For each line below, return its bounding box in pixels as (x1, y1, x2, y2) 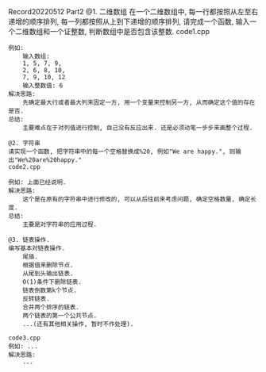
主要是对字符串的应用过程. (22, 221, 98, 228)
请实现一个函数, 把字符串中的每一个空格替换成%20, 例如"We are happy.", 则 (8, 148, 236, 155)
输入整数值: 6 (22, 82, 64, 90)
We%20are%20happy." (17, 156, 82, 164)
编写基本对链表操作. (8, 244, 66, 252)
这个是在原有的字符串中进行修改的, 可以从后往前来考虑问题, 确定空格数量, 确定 (22, 195, 251, 203)
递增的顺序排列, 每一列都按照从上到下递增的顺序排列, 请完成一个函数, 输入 (8, 17, 250, 26)
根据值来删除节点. (22, 261, 74, 269)
